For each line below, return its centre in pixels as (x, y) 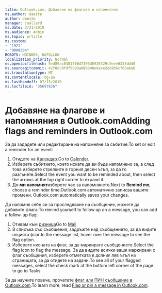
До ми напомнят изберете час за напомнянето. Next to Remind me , (81, 185)
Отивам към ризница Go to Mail (44, 224)
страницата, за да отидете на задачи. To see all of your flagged (76, 260)
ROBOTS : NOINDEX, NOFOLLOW (32, 55)
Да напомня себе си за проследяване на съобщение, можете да (72, 205)
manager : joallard (24, 23)
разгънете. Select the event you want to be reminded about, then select (83, 174)
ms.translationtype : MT (29, 73)
